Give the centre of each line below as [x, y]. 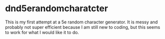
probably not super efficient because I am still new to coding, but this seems [83, 27]
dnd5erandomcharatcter [57, 9]
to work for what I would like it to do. [42, 32]
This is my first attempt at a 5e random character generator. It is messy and [82, 22]
